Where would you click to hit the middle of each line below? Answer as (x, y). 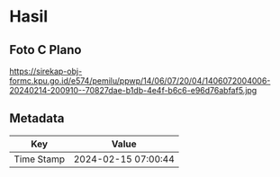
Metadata (37, 119)
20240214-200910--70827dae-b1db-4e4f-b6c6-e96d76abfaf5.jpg (133, 90)
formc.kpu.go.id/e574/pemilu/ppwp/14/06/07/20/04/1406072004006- (140, 81)
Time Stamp (40, 159)
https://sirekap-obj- (46, 71)
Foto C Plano (45, 50)
